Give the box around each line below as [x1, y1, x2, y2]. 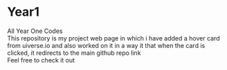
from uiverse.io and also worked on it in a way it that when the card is [7, 41, 206, 49]
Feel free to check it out [7, 56, 75, 64]
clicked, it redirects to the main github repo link [7, 49, 141, 57]
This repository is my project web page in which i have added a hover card [7, 34, 220, 42]
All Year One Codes [7, 27, 63, 35]
